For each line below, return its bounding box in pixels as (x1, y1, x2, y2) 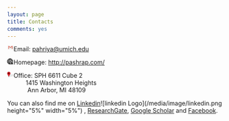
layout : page (7, 11, 45, 18)
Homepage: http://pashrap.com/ (13, 58, 105, 66)
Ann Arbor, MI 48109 (27, 86, 86, 94)
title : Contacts (7, 18, 53, 25)
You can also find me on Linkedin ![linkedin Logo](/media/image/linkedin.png (7, 99, 223, 107)
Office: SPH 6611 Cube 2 (13, 72, 83, 80)
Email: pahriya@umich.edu (13, 45, 89, 53)
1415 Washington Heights (25, 79, 97, 87)
